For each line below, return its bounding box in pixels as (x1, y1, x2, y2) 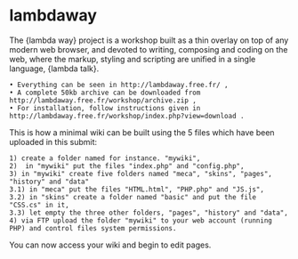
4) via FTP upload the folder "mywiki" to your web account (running (9, 215, 273, 225)
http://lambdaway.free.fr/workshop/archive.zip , (9, 95, 197, 105)
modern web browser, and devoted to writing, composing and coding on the (9, 44, 288, 54)
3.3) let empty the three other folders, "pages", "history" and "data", (9, 208, 289, 217)
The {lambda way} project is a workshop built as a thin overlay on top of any (9, 35, 289, 45)
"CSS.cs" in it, (9, 200, 69, 209)
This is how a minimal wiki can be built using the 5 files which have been (9, 126, 275, 138)
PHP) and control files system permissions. (9, 223, 177, 232)
